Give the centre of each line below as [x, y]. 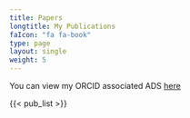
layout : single [38, 52]
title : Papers [36, 18]
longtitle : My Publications [63, 26]
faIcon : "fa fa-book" [50, 34]
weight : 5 [28, 60]
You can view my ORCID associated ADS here [95, 86]
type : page [30, 43]
